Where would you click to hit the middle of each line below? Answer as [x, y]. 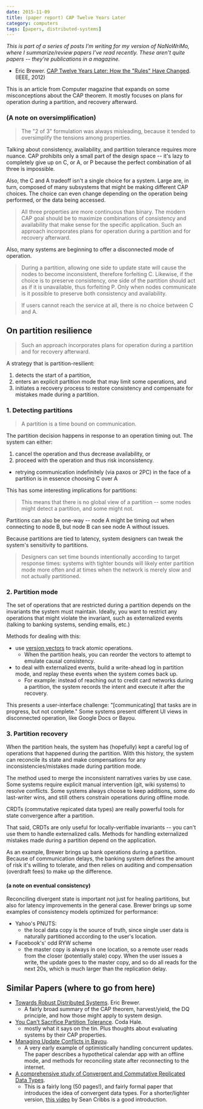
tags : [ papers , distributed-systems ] [54, 29]
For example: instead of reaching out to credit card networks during [108, 680]
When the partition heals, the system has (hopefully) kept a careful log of [98, 747]
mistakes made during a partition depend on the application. [82, 840]
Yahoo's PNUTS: [36, 924]
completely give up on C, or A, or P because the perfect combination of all [99, 162]
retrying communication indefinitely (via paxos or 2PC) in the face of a [103, 472]
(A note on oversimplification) [51, 118]
